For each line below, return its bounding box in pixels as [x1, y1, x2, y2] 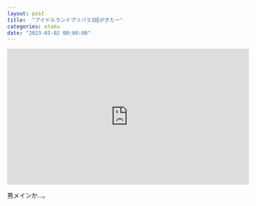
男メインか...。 [7, 191, 50, 200]
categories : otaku [7, 23, 60, 30]
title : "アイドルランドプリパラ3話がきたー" [7, 17, 124, 24]
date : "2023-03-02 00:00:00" [7, 29, 91, 37]
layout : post [7, 10, 45, 17]
